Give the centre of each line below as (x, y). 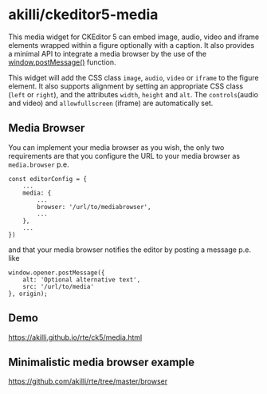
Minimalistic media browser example (102, 362)
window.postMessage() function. (62, 62)
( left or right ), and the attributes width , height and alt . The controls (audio (133, 94)
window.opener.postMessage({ (57, 273)
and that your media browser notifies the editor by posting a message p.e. (130, 250)
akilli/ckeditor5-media (83, 15)
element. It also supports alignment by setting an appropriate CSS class (126, 86)
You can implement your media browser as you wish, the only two (116, 147)
